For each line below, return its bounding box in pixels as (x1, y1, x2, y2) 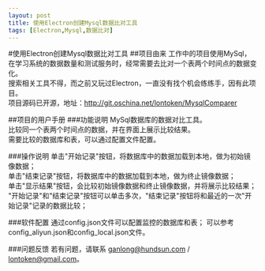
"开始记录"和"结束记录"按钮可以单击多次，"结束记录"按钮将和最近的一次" (8, 191, 245, 201)
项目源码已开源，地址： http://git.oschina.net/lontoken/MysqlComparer (8, 98, 238, 107)
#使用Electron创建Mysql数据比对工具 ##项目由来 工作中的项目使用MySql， (8, 49, 252, 58)
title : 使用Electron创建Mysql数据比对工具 (8, 19, 138, 27)
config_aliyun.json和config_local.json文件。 (8, 228, 150, 237)
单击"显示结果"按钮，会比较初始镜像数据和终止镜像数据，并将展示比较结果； (8, 181, 257, 190)
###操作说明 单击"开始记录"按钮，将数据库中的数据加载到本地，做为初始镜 (8, 152, 251, 161)
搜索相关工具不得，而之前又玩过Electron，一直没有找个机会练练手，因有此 (8, 78, 250, 88)
